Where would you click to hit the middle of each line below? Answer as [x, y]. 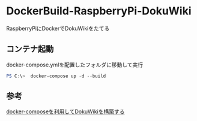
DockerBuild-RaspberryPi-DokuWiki [99, 11]
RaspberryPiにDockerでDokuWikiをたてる [58, 28]
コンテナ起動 [30, 49]
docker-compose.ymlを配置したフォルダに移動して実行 [74, 65]
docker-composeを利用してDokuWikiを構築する [65, 111]
